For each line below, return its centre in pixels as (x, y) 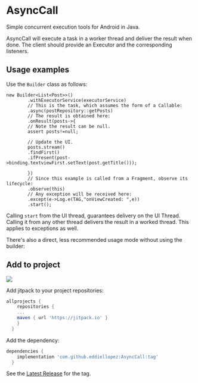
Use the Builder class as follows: (47, 84)
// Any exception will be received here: (80, 194)
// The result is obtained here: (69, 116)
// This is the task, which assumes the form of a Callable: (105, 105)
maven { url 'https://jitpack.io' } (63, 318)
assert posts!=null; (53, 132)
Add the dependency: (33, 340)
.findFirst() (44, 152)
